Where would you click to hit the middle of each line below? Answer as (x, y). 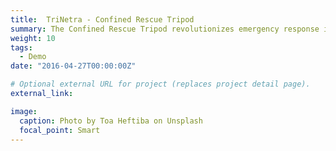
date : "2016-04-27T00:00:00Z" (73, 66)
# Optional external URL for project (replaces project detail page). (160, 84)
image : (24, 111)
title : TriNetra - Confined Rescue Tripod (102, 19)
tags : (21, 47)
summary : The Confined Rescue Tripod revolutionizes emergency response (165, 29)
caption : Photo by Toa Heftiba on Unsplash (111, 121)
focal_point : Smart (60, 130)
